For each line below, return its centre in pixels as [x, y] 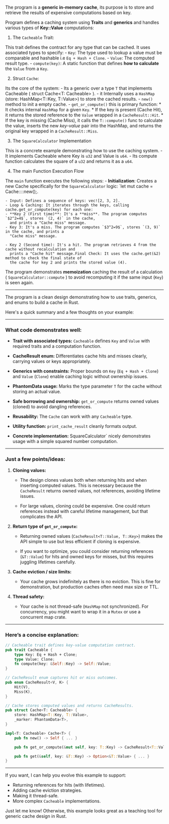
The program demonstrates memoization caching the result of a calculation [84, 272]
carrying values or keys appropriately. [52, 361]
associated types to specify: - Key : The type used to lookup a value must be [84, 53]
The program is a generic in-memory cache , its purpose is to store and [79, 7]
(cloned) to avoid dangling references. [52, 407]
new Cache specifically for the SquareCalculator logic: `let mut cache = [79, 186]
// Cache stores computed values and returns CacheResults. [70, 706]
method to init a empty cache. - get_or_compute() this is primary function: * [83, 104]
